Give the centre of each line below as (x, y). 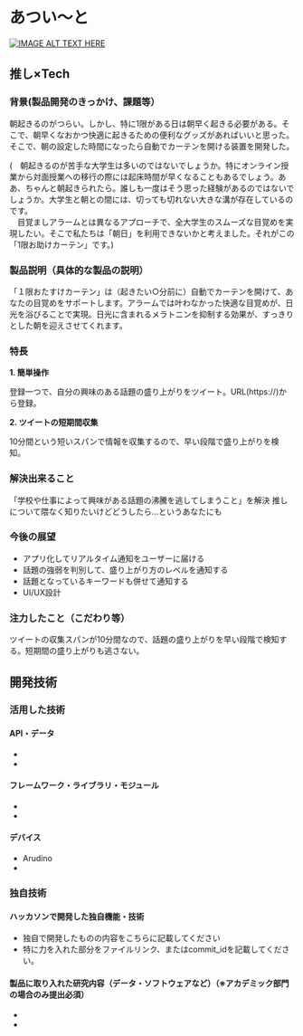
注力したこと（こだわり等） (70, 618)
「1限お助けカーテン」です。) (62, 244)
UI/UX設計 (42, 592)
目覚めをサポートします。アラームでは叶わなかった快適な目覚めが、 (159, 302)
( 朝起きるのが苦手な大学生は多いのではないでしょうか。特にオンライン (146, 165)
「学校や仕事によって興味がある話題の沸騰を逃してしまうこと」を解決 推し (149, 500)
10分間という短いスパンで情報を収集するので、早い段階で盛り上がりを (140, 442)
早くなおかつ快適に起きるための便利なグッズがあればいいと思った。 (167, 135)
